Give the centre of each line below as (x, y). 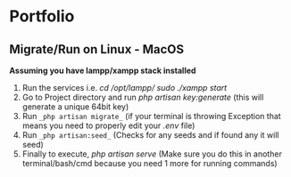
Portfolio (42, 16)
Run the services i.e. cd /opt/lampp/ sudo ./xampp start (125, 88)
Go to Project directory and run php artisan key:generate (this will (143, 97)
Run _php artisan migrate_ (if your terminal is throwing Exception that (151, 116)
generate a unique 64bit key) (75, 107)
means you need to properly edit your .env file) (108, 125)
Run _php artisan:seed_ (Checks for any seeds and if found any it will (150, 135)
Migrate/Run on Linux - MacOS (97, 49)
